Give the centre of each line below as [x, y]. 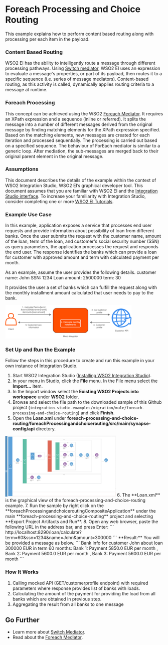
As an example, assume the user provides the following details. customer [81, 272]
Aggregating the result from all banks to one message [68, 604]
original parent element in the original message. [54, 156]
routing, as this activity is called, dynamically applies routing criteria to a [80, 84]
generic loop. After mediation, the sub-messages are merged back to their [82, 151]
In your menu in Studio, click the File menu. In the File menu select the [85, 381]
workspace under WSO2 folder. [46, 397]
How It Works [22, 572]
